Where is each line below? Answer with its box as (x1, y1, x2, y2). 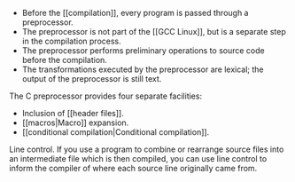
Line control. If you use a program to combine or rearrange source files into (9, 144, 284, 154)
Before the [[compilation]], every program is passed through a (21, 8, 249, 18)
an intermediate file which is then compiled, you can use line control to (9, 154, 268, 163)
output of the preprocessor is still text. (21, 74, 162, 83)
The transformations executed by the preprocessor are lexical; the (21, 64, 264, 75)
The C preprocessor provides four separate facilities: (9, 91, 202, 101)
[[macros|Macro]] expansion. (21, 117, 129, 128)
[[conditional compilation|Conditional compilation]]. (21, 127, 210, 137)
